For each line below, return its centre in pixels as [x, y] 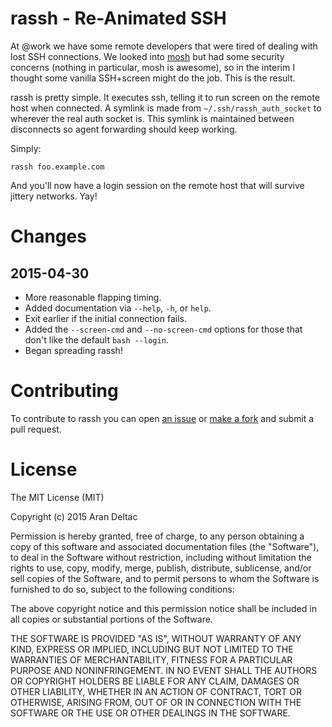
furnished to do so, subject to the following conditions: [122, 589]
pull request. [36, 429]
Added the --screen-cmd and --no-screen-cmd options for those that [163, 329]
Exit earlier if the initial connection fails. [105, 318]
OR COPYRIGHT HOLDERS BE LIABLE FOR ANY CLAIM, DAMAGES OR [155, 681]
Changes [48, 236]
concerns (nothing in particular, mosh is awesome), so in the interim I [152, 67]
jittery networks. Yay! [54, 196]
